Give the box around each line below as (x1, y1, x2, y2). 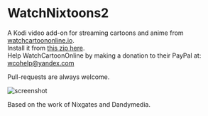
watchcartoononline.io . (7, 36, 75, 44)
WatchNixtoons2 (7, 5, 109, 21)
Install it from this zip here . (7, 43, 85, 52)
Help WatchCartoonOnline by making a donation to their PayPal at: (7, 51, 202, 60)
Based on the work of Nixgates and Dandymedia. (7, 100, 151, 108)
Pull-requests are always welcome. (7, 73, 110, 81)
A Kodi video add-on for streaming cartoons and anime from (7, 28, 184, 37)
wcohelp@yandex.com (7, 58, 75, 67)
